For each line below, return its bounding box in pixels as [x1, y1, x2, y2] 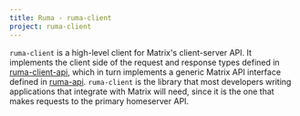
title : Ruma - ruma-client [9, 13, 112, 23]
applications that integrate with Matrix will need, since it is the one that [9, 86, 275, 97]
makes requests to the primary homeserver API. [9, 95, 190, 106]
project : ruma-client [9, 22, 92, 31]
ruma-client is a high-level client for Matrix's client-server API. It [9, 47, 253, 58]
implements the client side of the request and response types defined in [9, 57, 280, 68]
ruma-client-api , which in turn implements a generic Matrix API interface [9, 66, 281, 78]
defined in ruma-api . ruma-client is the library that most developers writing [9, 76, 292, 87]
